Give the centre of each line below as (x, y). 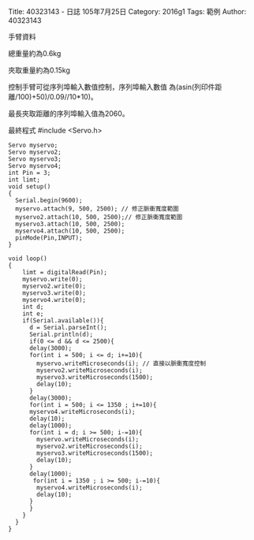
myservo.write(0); (52, 279)
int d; (33, 307)
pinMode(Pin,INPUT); (49, 238)
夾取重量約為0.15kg (39, 70)
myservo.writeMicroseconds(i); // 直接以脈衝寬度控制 (121, 363)
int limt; (24, 180)
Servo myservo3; (35, 159)
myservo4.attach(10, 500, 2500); (70, 231)
